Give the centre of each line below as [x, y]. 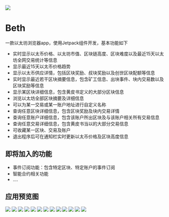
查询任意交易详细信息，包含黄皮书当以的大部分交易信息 [70, 124]
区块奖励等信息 [28, 85]
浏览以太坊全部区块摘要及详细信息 [48, 98]
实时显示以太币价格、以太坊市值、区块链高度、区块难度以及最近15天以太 [88, 53]
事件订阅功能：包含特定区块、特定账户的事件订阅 [64, 167]
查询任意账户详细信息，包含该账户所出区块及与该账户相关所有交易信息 [86, 117]
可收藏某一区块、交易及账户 [42, 130]
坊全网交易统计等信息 [35, 60]
